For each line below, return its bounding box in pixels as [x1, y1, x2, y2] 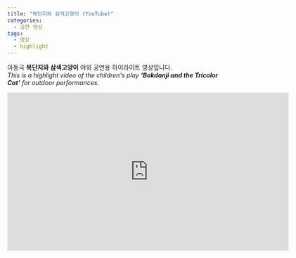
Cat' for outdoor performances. [7, 79, 100, 86]
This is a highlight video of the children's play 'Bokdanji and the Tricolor [7, 71, 219, 79]
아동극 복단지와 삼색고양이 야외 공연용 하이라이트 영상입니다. [7, 63, 172, 71]
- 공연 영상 [13, 23, 43, 30]
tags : [7, 30, 23, 37]
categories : [7, 17, 42, 24]
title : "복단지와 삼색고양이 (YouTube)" [7, 10, 114, 18]
